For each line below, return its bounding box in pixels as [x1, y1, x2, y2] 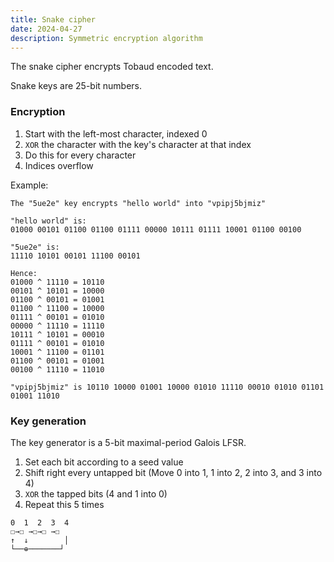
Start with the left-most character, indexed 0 [24, 127, 208, 140]
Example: [10, 179, 49, 191]
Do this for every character [24, 149, 137, 161]
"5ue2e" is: [10, 242, 60, 252]
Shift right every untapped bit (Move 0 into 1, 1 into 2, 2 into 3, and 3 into [24, 466, 323, 478]
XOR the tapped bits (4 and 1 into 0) [24, 487, 168, 500]
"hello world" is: [10, 216, 87, 226]
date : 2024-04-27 [10, 24, 83, 34]
